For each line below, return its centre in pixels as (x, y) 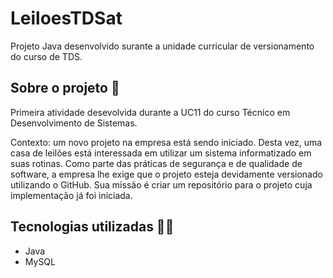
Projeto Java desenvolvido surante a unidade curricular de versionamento (162, 46)
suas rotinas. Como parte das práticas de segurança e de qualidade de (156, 163)
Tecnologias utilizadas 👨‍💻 (92, 227)
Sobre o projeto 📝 (65, 88)
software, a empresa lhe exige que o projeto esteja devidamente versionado (166, 174)
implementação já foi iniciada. (71, 195)
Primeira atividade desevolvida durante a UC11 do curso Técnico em (150, 112)
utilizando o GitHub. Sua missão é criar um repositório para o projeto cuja (161, 184)
